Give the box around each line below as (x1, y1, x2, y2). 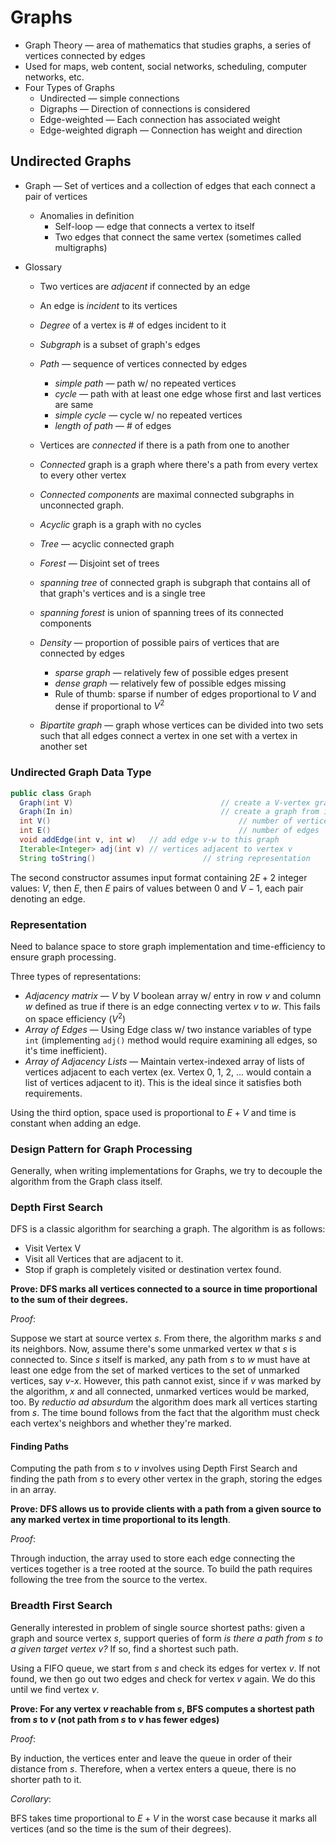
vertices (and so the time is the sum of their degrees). (10, 1822, 232, 1835)
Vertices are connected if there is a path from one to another (39, 439, 290, 451)
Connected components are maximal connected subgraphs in (39, 488, 295, 500)
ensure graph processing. (10, 951, 117, 963)
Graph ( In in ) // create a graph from (19, 807, 320, 817)
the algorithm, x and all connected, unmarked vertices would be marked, (10, 1386, 310, 1398)
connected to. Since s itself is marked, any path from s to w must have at (10, 1354, 311, 1366)
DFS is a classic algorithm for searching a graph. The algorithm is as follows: (10, 1223, 326, 1235)
